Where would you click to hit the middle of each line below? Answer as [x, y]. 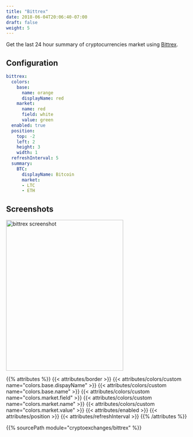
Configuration [32, 63]
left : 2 [26, 142]
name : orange [37, 93]
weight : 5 [18, 28]
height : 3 [29, 147]
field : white [37, 115]
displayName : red [43, 98]
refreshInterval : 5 [35, 158]
